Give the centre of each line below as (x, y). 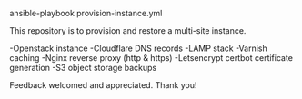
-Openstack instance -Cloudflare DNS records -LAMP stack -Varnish (138, 48)
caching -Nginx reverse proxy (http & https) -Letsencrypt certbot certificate (151, 58)
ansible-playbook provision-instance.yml (86, 13)
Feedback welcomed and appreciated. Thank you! (103, 85)
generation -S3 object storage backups (83, 68)
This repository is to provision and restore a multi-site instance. (128, 30)
